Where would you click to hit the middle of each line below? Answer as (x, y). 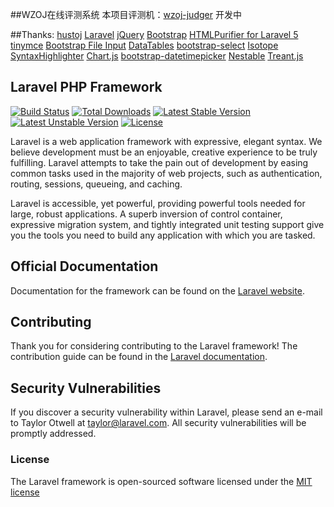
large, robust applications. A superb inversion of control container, (146, 214)
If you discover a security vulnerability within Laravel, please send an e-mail (166, 412)
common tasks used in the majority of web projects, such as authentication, (166, 173)
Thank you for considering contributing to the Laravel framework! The (154, 346)
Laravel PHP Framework (86, 87)
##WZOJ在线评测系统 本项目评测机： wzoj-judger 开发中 (126, 14)
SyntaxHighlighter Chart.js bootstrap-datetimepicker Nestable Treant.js (157, 56)
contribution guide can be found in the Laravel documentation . (139, 357)
